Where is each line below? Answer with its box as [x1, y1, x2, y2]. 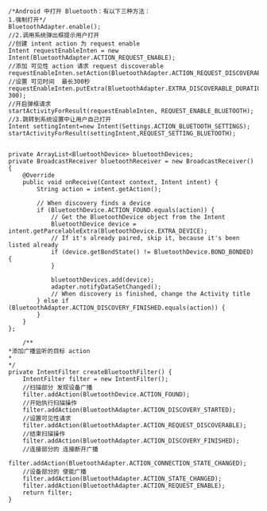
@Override [22, 171, 56, 179]
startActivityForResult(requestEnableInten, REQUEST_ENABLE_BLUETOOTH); [8, 107, 254, 115]
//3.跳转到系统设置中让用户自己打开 [8, 116, 111, 124]
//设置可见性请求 [22, 415, 72, 423]
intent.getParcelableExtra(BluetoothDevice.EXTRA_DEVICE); [8, 227, 208, 235]
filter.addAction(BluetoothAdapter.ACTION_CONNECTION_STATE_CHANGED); [8, 459, 247, 467]
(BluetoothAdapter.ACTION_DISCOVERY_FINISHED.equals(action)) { [8, 304, 226, 312]
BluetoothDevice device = [50, 220, 137, 228]
